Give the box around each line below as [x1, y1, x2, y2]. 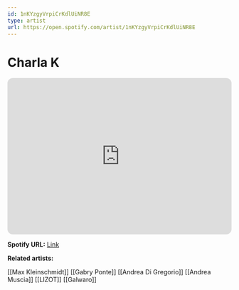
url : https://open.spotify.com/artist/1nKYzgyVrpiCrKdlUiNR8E [7, 23, 196, 31]
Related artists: [7, 254, 54, 263]
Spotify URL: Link [7, 240, 60, 249]
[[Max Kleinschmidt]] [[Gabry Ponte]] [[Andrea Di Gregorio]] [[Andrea [7, 268, 211, 276]
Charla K [7, 54, 60, 70]
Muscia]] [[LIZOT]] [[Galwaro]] [7, 275, 97, 284]
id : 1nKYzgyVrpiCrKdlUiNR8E [7, 10, 91, 18]
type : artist [7, 17, 46, 24]
